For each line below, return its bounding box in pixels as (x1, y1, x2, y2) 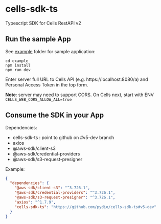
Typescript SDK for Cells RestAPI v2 (5, 20, 81, 26)
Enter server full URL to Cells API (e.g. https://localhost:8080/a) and (5, 76, 148, 82)
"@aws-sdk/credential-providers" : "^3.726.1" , (14, 190, 116, 195)
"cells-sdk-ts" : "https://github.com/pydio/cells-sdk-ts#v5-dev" (14, 204, 157, 210)
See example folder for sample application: (5, 48, 96, 54)
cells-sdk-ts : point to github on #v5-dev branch (12, 134, 114, 141)
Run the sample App (5, 35, 71, 43)
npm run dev (5, 67, 31, 72)
